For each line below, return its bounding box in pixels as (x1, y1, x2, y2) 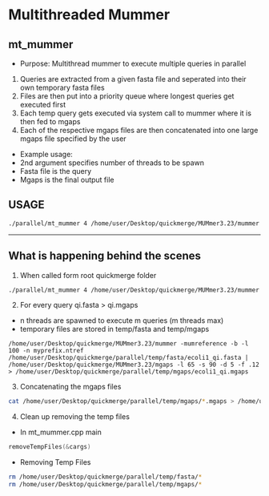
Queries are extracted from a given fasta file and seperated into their (19, 75, 247, 83)
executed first (19, 100, 66, 109)
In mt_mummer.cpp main (19, 427, 102, 438)
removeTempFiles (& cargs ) (8, 443, 91, 451)
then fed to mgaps (19, 117, 81, 126)
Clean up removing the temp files (19, 412, 130, 421)
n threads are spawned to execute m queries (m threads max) (19, 316, 224, 325)
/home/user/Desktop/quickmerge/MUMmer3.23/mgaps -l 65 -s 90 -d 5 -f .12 (8, 361, 260, 369)
